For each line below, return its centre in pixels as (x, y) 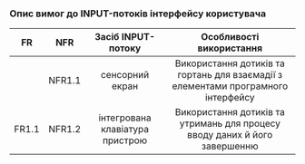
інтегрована (125, 118)
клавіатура (125, 130)
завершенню (230, 146)
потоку (125, 48)
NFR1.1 (65, 81)
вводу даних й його (230, 135)
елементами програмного (230, 86)
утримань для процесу (230, 123)
